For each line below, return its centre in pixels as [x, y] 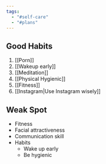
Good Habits [29, 46]
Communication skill [39, 136]
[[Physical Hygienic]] [40, 79]
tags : [13, 11]
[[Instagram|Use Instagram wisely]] [58, 91]
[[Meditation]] [32, 73]
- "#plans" [25, 22]
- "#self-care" [30, 17]
